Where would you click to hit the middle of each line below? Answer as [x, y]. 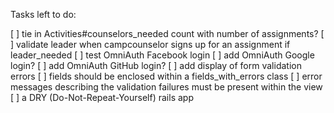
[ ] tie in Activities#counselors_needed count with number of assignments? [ [167, 33]
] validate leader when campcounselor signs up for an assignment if [150, 44]
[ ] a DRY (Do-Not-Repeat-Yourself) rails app [102, 97]
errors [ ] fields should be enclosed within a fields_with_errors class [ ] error [166, 76]
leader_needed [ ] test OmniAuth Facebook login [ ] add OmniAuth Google [162, 55]
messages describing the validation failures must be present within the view [166, 87]
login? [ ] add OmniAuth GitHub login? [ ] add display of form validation [156, 65]
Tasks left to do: [43, 14]
